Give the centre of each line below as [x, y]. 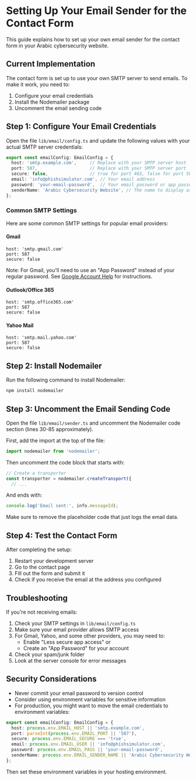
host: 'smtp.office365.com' [40, 302]
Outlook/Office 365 [30, 290]
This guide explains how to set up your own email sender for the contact [93, 39]
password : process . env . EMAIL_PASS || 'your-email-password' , [87, 750]
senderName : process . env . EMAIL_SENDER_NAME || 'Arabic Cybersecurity [97, 755]
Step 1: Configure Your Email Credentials [81, 127]
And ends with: [24, 495]
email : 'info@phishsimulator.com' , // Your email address [83, 180]
